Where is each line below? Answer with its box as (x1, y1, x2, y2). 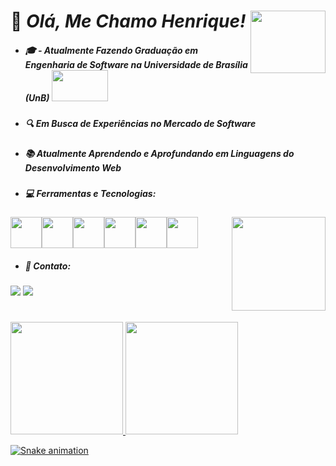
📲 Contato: (24, 260, 72, 272)
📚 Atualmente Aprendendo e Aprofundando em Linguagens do (24, 147, 295, 159)
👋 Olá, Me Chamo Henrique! (10, 10, 247, 33)
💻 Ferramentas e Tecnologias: (24, 187, 157, 199)
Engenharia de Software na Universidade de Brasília (24, 58, 248, 70)
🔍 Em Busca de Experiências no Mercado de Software (24, 118, 257, 130)
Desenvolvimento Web (24, 161, 122, 174)
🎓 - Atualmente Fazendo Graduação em (24, 44, 199, 56)
